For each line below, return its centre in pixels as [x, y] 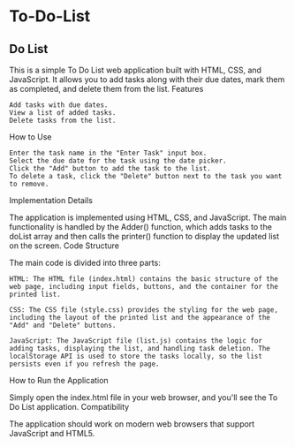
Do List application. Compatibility [69, 407]
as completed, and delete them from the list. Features [106, 89]
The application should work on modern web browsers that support [132, 424]
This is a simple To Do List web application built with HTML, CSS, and [136, 70]
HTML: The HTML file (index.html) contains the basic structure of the [144, 279]
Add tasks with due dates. [59, 105]
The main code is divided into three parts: [85, 263]
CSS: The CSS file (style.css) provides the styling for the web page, [144, 310]
